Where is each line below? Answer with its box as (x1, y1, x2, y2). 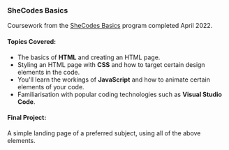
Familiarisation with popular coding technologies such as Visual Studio (17, 90, 222, 98)
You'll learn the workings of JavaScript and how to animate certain (17, 75, 211, 84)
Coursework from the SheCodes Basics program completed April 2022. (7, 22, 213, 30)
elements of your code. (17, 82, 85, 91)
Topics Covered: (7, 37, 57, 45)
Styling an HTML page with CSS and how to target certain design (17, 60, 205, 68)
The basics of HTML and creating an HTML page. (17, 53, 161, 61)
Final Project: (7, 114, 47, 122)
